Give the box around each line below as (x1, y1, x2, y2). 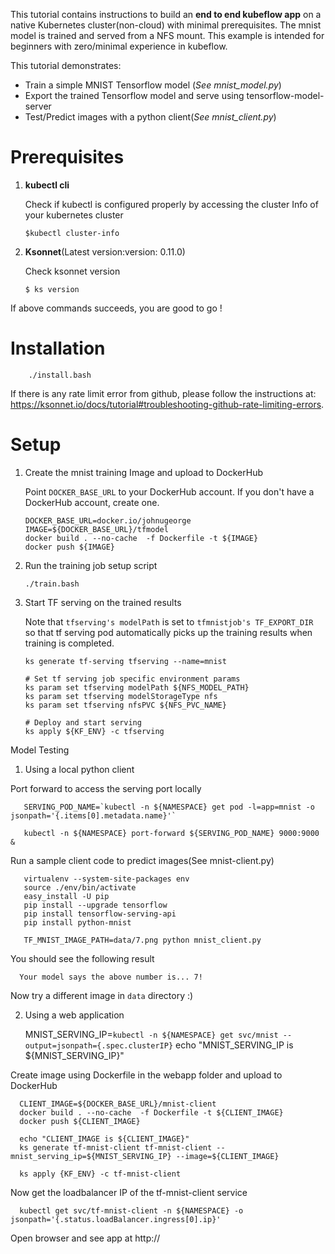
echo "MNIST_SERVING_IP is (174, 1039, 294, 1051)
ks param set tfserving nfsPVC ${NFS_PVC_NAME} (24, 700, 227, 710)
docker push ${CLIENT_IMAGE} (19, 1116, 141, 1126)
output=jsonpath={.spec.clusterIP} (24, 1040, 174, 1051)
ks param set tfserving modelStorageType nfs (24, 691, 218, 701)
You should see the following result (10, 952, 155, 964)
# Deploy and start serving (24, 717, 142, 728)
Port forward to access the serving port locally (10, 782, 202, 794)
